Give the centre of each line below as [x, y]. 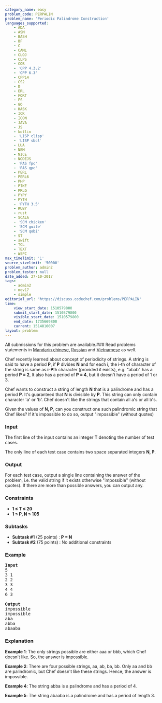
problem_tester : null [27, 272]
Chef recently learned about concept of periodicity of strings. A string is [77, 359]
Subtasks [16, 526]
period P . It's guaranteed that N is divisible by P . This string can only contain [81, 394]
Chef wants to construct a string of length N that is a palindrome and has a [79, 389]
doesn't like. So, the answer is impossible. [47, 657]
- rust [20, 213]
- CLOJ [20, 55]
